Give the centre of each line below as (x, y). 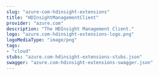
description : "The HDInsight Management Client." (70, 29)
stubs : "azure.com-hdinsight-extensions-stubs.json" (74, 57)
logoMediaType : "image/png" (42, 40)
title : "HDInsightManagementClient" (52, 18)
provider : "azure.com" (35, 23)
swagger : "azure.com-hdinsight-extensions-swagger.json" (80, 62)
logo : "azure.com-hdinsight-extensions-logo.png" (70, 34)
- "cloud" (19, 51)
